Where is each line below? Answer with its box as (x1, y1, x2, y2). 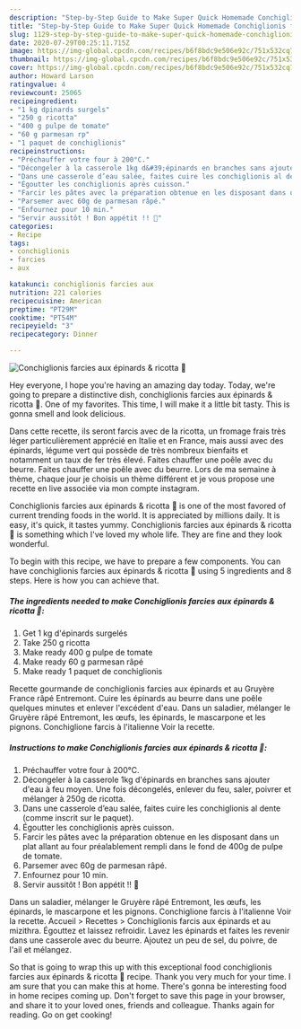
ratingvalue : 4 (9, 80, 66, 89)
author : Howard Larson (9, 72, 94, 81)
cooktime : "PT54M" (9, 313, 78, 322)
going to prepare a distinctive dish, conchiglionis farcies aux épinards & (9, 390, 273, 400)
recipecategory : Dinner (9, 330, 99, 339)
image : (9, 47, 34, 56)
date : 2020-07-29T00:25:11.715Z (9, 38, 130, 48)
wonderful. (9, 539, 49, 549)
